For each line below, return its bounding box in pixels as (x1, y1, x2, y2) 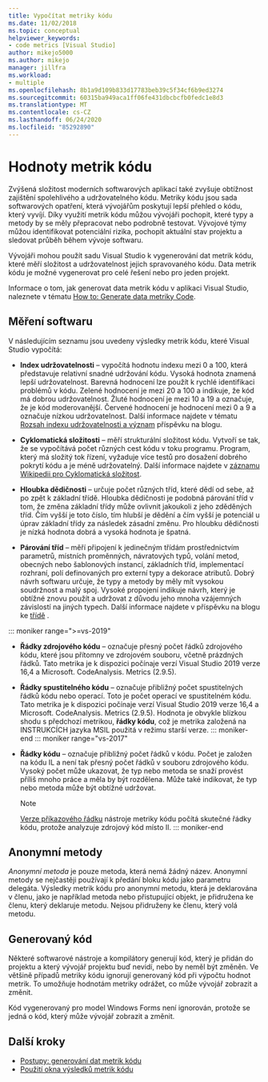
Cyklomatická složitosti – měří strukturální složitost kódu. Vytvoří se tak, (19, 435, 261, 445)
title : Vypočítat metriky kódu (8, 11, 113, 20)
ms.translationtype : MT (8, 101, 88, 109)
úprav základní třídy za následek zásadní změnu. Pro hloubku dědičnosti (19, 518, 259, 528)
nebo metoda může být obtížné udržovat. (19, 783, 156, 793)
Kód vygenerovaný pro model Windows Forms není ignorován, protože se (8, 1003, 250, 1012)
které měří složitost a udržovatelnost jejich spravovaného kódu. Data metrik (8, 259, 257, 269)
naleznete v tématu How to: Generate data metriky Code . (8, 291, 196, 301)
